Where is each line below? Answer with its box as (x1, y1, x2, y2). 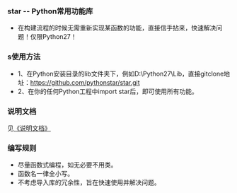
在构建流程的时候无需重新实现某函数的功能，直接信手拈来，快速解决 (17, 23, 216, 33)
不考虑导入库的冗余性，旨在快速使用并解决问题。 (17, 178, 161, 187)
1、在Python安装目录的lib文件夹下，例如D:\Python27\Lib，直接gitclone (17, 69, 224, 78)
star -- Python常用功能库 (7, 6, 93, 16)
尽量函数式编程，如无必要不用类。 (17, 160, 117, 169)
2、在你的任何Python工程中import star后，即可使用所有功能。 (17, 87, 198, 95)
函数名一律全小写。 (17, 170, 74, 178)
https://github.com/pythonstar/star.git (30, 78, 140, 86)
